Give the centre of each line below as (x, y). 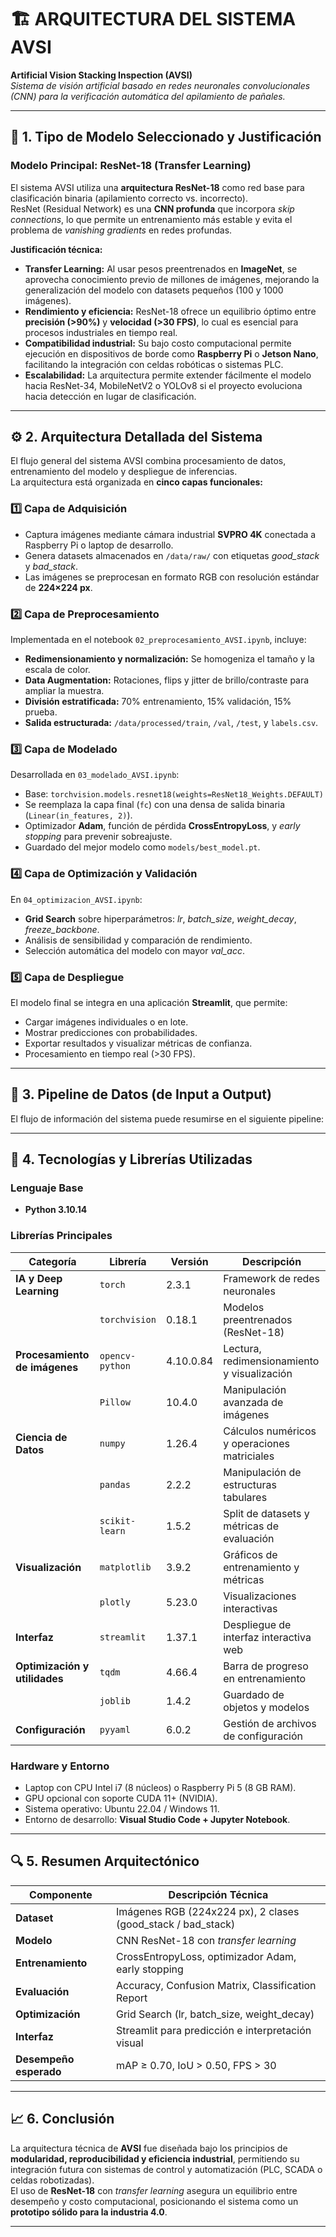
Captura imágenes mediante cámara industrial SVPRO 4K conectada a (170, 534)
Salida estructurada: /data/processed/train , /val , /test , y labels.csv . (171, 723)
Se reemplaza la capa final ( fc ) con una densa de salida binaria (155, 805)
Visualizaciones (260, 1596)
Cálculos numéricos (270, 1431)
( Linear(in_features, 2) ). (78, 815)
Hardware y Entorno (60, 1766)
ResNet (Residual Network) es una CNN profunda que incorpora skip (152, 208)
